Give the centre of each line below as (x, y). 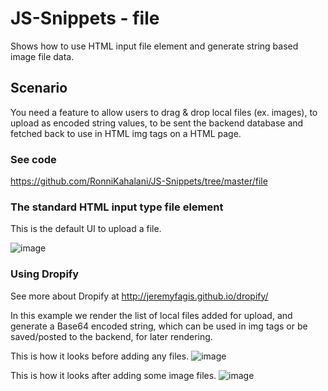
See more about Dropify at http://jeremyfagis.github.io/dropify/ (139, 296)
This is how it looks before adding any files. (100, 356)
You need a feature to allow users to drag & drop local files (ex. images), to (164, 112)
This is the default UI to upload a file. (86, 229)
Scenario (39, 88)
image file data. (42, 56)
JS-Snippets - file (85, 18)
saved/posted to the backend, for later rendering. (111, 336)
